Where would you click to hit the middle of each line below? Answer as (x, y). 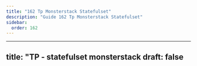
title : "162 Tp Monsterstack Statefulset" (59, 11)
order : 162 (25, 28)
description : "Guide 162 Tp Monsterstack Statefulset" (74, 17)
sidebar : (17, 22)
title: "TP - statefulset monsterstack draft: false (95, 57)
